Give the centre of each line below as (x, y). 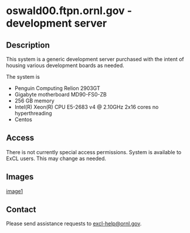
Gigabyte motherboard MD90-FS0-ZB (60, 94)
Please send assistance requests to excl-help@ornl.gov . (74, 224)
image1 (15, 191)
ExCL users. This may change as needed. (56, 158)
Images (20, 177)
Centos (23, 119)
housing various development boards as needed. (65, 65)
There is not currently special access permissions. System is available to (94, 152)
